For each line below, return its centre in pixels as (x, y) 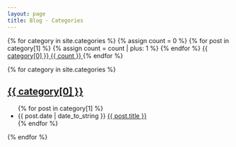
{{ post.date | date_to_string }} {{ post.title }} (82, 116)
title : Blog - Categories (45, 20)
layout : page (26, 14)
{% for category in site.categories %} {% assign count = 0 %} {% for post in (118, 40)
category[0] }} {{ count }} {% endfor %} (65, 55)
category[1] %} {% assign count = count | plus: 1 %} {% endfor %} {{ (108, 48)
